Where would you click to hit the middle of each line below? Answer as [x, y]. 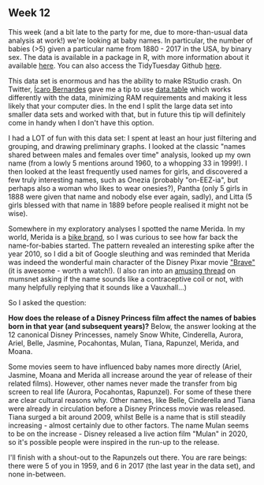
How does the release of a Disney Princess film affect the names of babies [132, 318]
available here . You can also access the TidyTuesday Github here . [115, 65]
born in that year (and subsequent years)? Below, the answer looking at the [132, 326]
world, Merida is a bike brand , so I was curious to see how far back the [123, 237]
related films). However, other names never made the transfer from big [123, 383]
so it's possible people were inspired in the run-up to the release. [114, 442]
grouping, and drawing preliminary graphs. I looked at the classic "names [127, 146]
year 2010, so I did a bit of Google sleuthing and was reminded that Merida [129, 254]
